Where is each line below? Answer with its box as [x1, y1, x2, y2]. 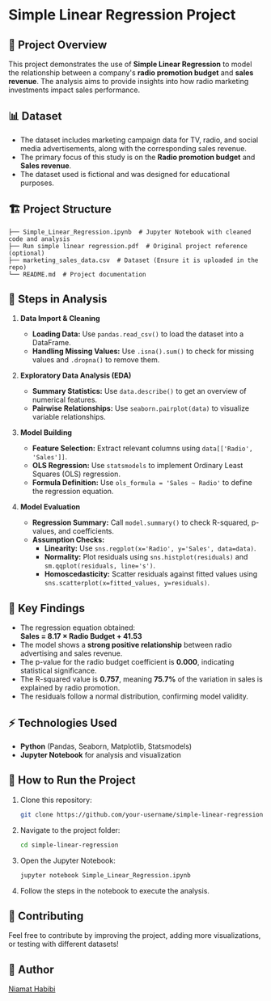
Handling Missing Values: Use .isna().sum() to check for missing [32, 346, 255, 357]
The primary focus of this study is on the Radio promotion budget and [19, 152, 256, 162]
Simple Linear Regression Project [8, 6, 236, 24]
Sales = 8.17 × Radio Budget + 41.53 [19, 631, 143, 641]
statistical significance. [19, 665, 97, 676]
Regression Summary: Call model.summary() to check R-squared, [32, 517, 250, 527]
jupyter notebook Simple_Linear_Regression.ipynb [19, 871, 192, 879]
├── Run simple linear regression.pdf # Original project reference [8, 242, 248, 250]
